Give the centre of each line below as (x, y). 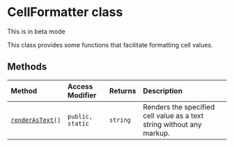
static (78, 123)
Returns (123, 91)
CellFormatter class (65, 12)
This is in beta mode (36, 31)
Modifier (82, 95)
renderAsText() (36, 120)
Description (163, 91)
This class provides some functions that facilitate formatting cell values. (110, 45)
